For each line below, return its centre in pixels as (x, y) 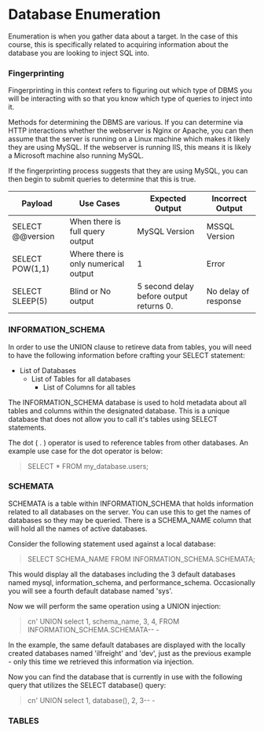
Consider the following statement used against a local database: (112, 544)
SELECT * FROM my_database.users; (88, 466)
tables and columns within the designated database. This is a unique (119, 411)
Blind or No (90, 291)
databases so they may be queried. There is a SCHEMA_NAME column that (130, 520)
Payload (37, 203)
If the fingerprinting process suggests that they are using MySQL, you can (128, 171)
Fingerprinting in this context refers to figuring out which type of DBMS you (130, 90)
